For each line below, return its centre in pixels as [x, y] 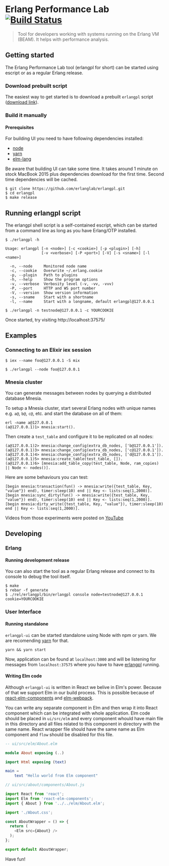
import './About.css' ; [29, 813]
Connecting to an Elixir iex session [48, 350]
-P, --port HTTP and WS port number [53, 288]
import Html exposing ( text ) [36, 762]
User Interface [23, 612]
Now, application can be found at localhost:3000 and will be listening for [81, 659]
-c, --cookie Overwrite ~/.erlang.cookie [56, 270]
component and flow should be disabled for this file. [59, 734]
